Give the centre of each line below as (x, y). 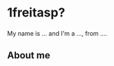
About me (29, 55)
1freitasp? (36, 13)
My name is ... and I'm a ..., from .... (57, 34)
